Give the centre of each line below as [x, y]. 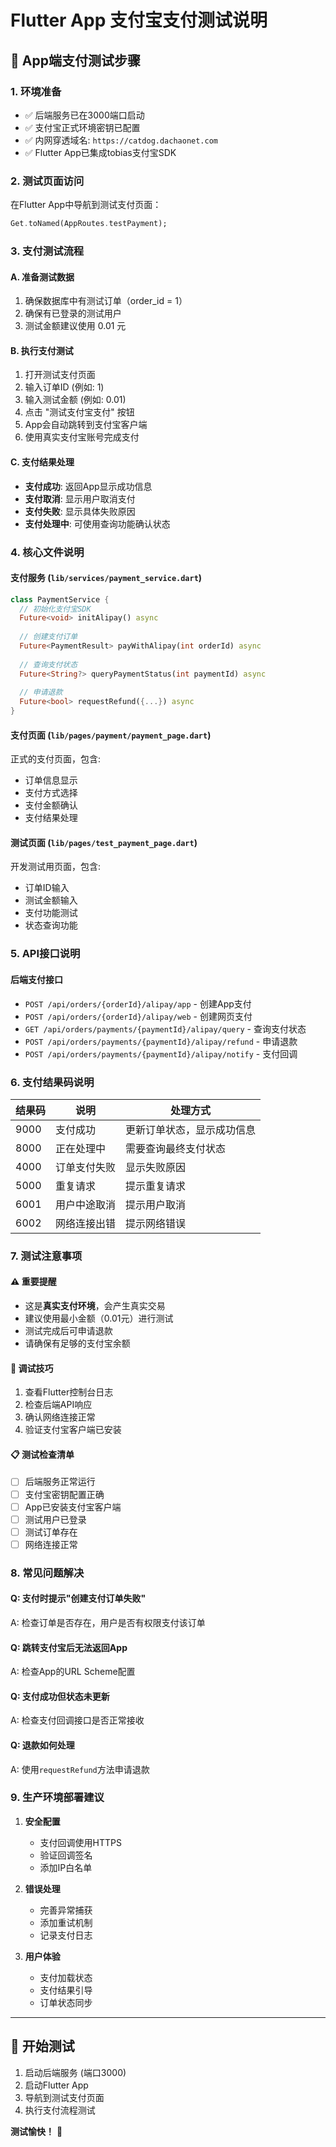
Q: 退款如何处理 [42, 1745]
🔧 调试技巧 [32, 1368]
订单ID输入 [47, 888]
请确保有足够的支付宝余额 [77, 1343]
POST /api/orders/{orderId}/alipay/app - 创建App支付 [138, 1003]
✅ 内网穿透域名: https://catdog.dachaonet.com [121, 140]
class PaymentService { [60, 599]
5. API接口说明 [45, 954]
